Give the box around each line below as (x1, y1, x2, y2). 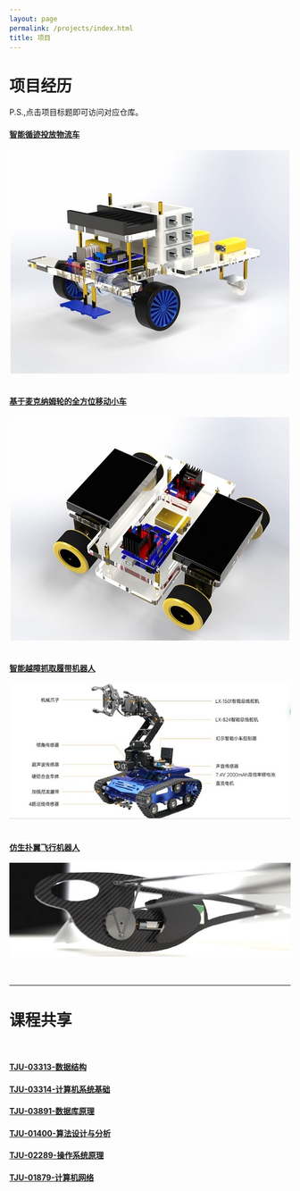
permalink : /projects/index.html (9, 23, 134, 33)
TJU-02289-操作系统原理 (9, 1150, 104, 1161)
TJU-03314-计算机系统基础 (9, 1084, 111, 1095)
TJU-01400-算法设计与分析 (9, 1128, 112, 1138)
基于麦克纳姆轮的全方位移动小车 (9, 396, 127, 407)
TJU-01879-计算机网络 (9, 1171, 95, 1183)
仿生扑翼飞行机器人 (9, 842, 80, 852)
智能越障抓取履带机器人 (9, 663, 96, 674)
